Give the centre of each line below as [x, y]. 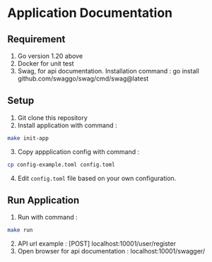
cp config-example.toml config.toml [61, 165]
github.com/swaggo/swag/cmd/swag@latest [83, 78]
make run [20, 230]
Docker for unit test [46, 64]
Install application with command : [67, 125]
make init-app [28, 138]
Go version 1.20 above [50, 56]
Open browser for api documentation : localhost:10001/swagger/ [111, 251]
